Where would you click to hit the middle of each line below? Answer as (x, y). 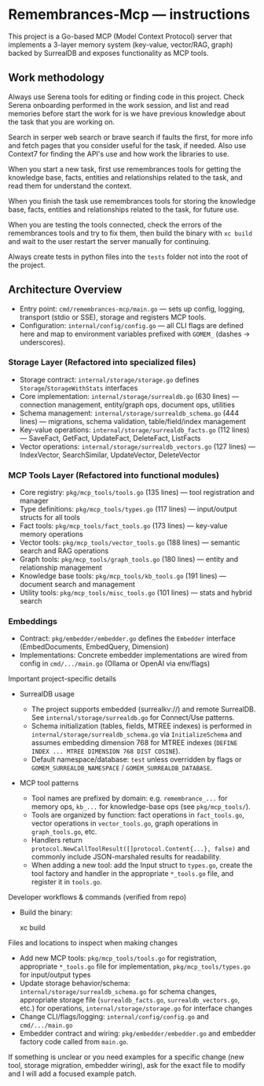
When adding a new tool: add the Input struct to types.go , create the (142, 865)
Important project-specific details (62, 679)
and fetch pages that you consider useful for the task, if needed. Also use (127, 145)
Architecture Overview (65, 290)
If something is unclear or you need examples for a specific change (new (126, 1057)
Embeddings (33, 622)
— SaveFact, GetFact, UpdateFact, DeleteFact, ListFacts (110, 438)
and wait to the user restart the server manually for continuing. (109, 241)
